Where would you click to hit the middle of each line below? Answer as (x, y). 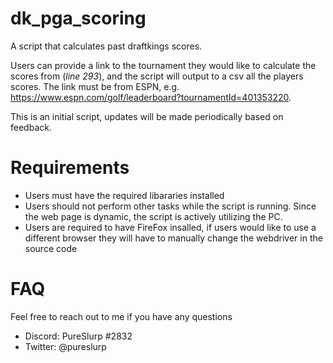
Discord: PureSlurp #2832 (78, 336)
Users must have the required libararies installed (124, 195)
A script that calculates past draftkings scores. (106, 46)
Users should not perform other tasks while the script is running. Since (170, 206)
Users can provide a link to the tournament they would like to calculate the (163, 65)
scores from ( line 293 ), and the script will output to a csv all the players (157, 76)
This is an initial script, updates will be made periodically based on (147, 116)
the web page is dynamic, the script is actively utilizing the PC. (153, 216)
